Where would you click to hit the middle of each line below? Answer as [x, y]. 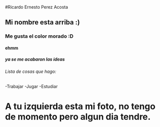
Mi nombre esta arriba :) [43, 22]
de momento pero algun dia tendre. [78, 116]
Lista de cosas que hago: [31, 71]
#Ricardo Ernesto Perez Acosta [37, 7]
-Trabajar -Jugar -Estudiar [31, 86]
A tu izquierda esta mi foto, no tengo [80, 106]
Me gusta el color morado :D [39, 36]
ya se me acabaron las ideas [35, 59]
